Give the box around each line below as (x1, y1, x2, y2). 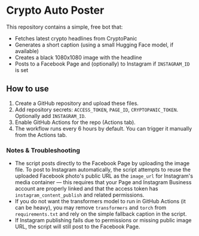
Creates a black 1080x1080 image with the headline (14, 54, 142, 61)
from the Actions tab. (14, 131, 68, 138)
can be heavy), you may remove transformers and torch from (14, 204, 167, 212)
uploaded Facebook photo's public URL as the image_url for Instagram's (14, 172, 193, 179)
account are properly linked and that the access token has (14, 185, 158, 192)
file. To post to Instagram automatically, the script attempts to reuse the (14, 166, 191, 173)
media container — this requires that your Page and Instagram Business (14, 179, 192, 186)
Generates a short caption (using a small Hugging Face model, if (14, 41, 174, 48)
